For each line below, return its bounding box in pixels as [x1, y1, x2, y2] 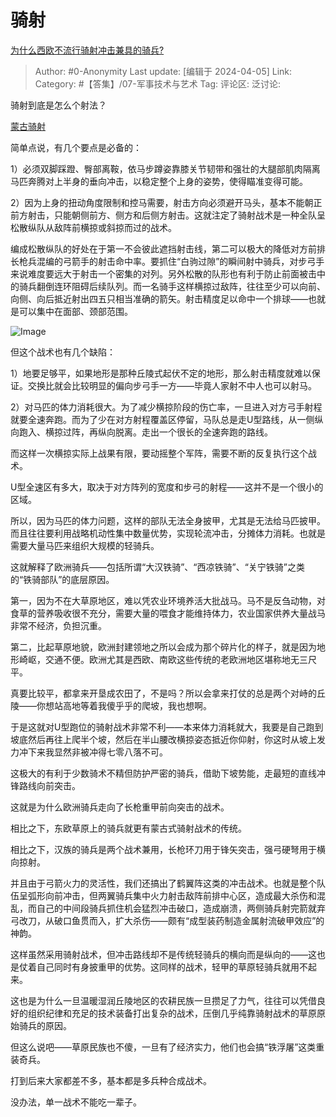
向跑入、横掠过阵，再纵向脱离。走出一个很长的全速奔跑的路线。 [10, 426, 273, 438]
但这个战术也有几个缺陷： [10, 346, 116, 358]
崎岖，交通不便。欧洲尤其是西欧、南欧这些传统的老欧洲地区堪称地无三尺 [18, 653, 317, 665]
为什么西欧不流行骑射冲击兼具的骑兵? [10, 44, 165, 56]
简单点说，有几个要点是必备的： [10, 141, 142, 153]
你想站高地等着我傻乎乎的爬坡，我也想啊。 [36, 699, 212, 711]
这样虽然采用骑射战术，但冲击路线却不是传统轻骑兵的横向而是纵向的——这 [10, 948, 317, 960]
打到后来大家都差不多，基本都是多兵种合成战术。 [10, 1074, 212, 1086]
